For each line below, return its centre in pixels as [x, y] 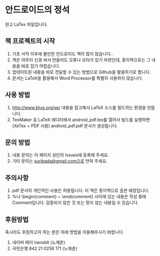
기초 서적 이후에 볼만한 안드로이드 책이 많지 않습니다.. [62, 53]
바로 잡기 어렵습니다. [41, 66]
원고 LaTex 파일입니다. [26, 24]
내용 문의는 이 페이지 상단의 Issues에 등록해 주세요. [60, 155]
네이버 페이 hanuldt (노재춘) [39, 242]
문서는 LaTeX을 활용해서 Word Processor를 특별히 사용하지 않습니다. [78, 78]
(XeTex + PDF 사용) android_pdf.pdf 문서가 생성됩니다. [65, 126]
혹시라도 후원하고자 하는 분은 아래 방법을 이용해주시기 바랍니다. [65, 232]
